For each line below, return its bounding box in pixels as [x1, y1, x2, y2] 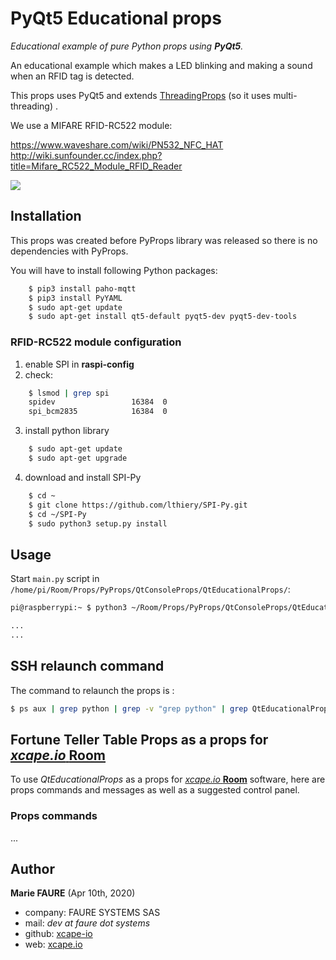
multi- [273, 89, 298, 101]
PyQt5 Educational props [10, 7, 222, 30]
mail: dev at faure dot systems [24, 917, 151, 929]
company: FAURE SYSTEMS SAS [24, 907, 161, 919]
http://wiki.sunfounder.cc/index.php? [10, 149, 163, 161]
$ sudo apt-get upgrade [28, 453, 128, 464]
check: [24, 368, 53, 381]
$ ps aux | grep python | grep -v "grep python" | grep [10, 703, 248, 714]
